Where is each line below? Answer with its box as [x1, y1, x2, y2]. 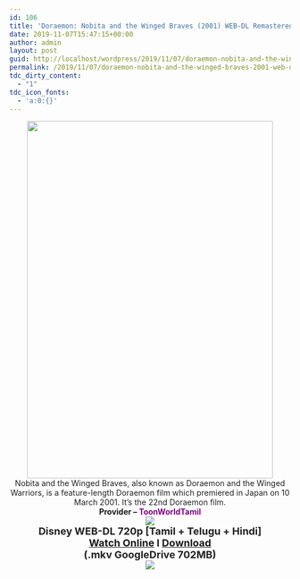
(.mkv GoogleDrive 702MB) [83, 549, 217, 561]
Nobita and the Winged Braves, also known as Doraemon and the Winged [14, 478, 286, 489]
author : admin [9, 38, 62, 47]
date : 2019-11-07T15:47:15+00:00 [9, 29, 134, 38]
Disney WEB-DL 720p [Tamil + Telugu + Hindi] [38, 524, 262, 538]
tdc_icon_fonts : [9, 88, 70, 96]
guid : [9, 55, 29, 63]
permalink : [9, 63, 50, 72]
